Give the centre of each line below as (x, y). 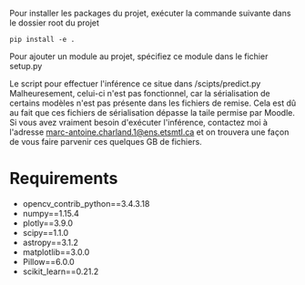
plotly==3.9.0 (48, 223)
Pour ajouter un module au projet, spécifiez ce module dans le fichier (139, 56)
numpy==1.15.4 (51, 213)
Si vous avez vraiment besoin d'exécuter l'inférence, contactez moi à (139, 122)
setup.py (26, 66)
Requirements (64, 179)
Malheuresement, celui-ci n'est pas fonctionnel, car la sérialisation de (140, 93)
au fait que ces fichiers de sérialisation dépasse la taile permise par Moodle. (152, 112)
